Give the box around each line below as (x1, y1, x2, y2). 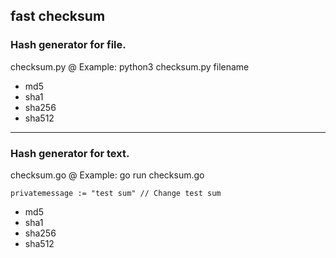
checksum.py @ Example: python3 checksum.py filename (10, 60, 250, 73)
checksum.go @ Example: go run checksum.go (10, 169, 205, 181)
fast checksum (10, 8, 106, 25)
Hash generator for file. (10, 38, 127, 52)
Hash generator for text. (10, 146, 130, 160)
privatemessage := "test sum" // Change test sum (10, 188, 222, 198)
